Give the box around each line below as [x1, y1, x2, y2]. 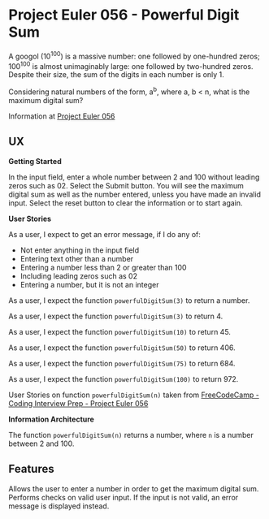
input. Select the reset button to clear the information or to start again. [8, 197, 243, 208]
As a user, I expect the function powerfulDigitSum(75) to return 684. [8, 358, 236, 368]
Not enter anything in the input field [20, 245, 140, 255]
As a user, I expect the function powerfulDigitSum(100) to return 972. [8, 374, 239, 383]
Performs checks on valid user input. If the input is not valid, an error [8, 492, 239, 502]
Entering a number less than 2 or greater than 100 [20, 262, 187, 272]
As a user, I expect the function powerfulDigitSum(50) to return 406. [8, 343, 236, 352]
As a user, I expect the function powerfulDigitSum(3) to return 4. [8, 311, 223, 321]
